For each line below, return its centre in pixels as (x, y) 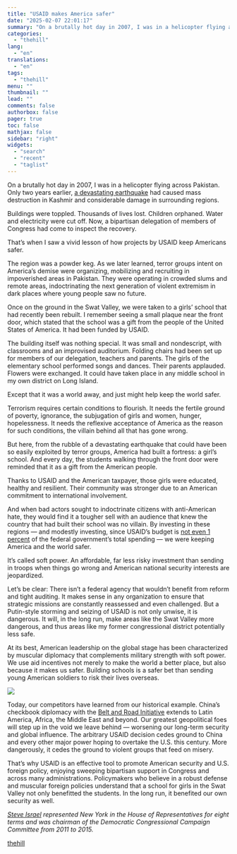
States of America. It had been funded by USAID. (78, 330)
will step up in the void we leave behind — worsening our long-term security (118, 727)
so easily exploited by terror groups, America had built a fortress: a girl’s (112, 452)
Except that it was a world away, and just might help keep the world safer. (114, 394)
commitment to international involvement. (68, 495)
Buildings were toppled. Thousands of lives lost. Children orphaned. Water (115, 213)
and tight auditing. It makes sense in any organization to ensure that (106, 596)
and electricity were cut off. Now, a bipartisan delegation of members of (112, 221)
